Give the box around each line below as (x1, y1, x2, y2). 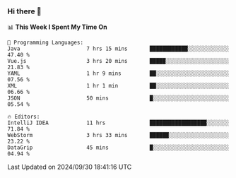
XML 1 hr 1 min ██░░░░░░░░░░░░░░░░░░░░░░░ (7, 83, 230, 90)
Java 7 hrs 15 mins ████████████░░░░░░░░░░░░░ (7, 45, 230, 52)
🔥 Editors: (7, 113, 40, 121)
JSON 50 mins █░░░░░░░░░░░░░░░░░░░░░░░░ (7, 95, 230, 102)
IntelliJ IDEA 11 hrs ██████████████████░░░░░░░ (7, 119, 230, 126)
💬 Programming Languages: (7, 39, 83, 47)
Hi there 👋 (7, 6, 42, 16)
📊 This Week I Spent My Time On (7, 23, 107, 31)
